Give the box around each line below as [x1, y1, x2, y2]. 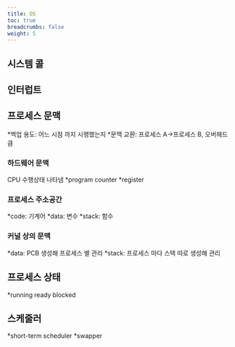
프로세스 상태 [7, 272, 61, 284]
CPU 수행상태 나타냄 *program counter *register [7, 175, 144, 184]
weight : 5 [7, 30, 37, 37]
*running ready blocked [7, 290, 76, 299]
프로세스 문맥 [7, 110, 61, 122]
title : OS [7, 10, 37, 18]
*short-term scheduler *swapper [7, 332, 103, 340]
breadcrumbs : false [7, 23, 65, 30]
